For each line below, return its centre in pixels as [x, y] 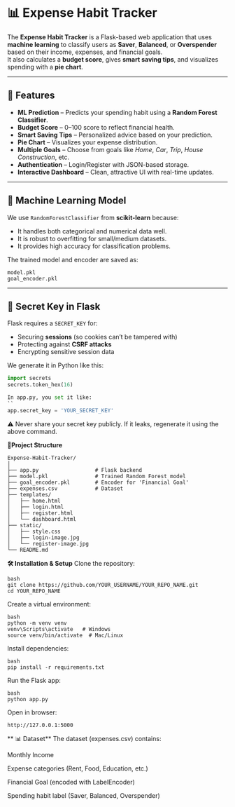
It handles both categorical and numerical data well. [92, 231]
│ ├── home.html [34, 501]
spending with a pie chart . [45, 67]
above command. [32, 431]
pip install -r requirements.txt [56, 667]
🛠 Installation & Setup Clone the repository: [71, 563]
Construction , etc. [43, 157]
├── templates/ [29, 494]
